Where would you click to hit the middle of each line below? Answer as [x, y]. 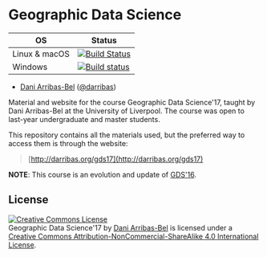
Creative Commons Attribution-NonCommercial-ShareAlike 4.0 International [133, 236]
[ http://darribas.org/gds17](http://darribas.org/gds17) [115, 159]
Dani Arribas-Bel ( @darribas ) [68, 87]
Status [104, 40]
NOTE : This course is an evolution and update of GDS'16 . [102, 174]
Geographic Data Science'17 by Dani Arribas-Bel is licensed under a [120, 227]
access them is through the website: [68, 143]
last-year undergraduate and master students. [84, 119]
